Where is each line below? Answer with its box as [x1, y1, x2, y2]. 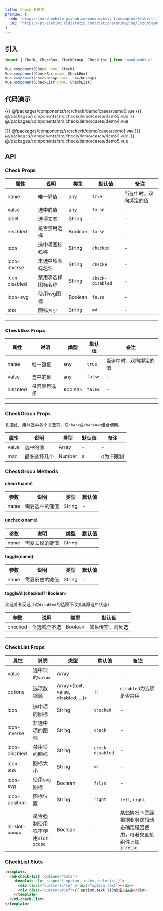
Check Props [5, 167, 36, 174]
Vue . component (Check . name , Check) [5, 66, 75, 71]
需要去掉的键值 [25, 540, 59, 546]
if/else [120, 845, 138, 851]
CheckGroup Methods [5, 468, 58, 475]
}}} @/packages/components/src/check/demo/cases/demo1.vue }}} [5, 128, 141, 134]
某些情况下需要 [120, 810, 154, 816]
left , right [120, 796, 146, 803]
